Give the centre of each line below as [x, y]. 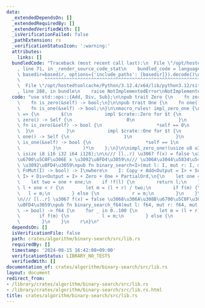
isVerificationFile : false [46, 233]
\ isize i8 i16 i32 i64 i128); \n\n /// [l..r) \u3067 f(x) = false [103, 154]
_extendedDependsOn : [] [42, 18]
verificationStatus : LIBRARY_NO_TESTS [61, 256]
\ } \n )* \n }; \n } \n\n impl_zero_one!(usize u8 [105, 148]
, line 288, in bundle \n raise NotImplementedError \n [91, 91]
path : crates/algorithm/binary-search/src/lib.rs [76, 238]
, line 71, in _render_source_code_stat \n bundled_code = [96, 69]
